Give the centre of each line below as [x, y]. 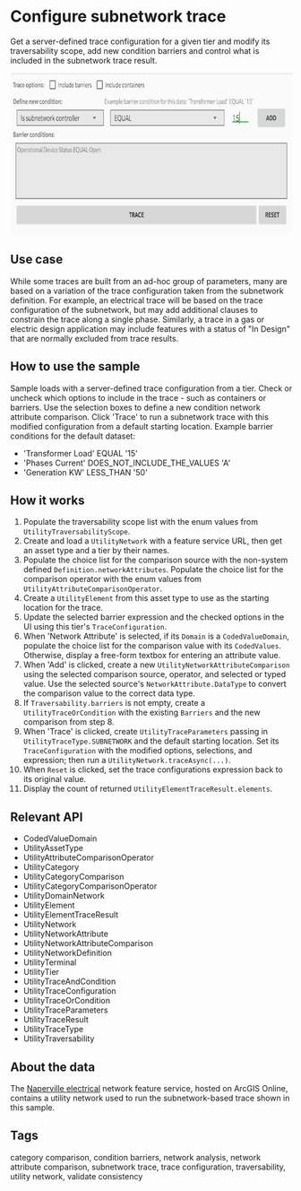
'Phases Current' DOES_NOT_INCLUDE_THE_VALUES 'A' [127, 463]
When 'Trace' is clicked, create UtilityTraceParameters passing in [145, 732]
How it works [47, 500]
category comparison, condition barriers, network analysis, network [136, 1157]
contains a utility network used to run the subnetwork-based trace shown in [150, 1098]
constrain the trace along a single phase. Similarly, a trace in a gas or [138, 319]
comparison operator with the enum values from [112, 579]
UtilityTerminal [50, 962]
